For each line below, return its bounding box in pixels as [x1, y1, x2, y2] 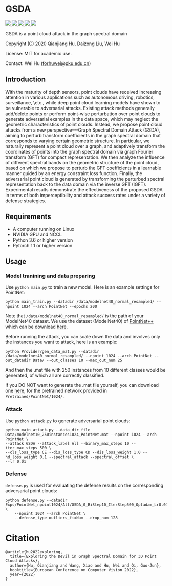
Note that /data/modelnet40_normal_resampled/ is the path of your [5, 313, 144, 319]
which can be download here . [5, 323, 68, 330]
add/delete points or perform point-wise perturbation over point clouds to [5, 111, 161, 117]
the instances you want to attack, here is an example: [5, 339, 118, 345]
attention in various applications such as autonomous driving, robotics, [5, 94, 155, 100]
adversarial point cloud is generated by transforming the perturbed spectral [5, 176, 165, 182]
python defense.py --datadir [5, 497, 68, 503]
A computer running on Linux [12, 226, 75, 232]
